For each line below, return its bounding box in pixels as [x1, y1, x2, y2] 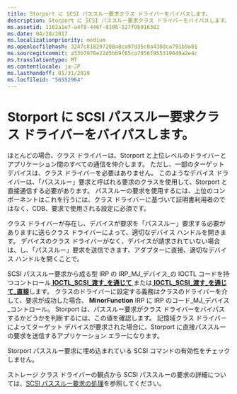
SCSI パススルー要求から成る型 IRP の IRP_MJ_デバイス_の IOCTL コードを [7, 270, 224, 278]
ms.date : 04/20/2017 [7, 30, 69, 37]
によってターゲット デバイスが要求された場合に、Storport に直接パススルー [7, 323, 226, 331]
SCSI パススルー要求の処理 [25, 379, 104, 388]
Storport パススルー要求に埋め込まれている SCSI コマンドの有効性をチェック [7, 347, 231, 355]
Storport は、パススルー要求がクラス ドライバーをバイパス [55, 305, 225, 313]
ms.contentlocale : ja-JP [7, 63, 81, 70]
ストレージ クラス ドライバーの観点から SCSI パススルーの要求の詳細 [7, 371, 208, 379]
